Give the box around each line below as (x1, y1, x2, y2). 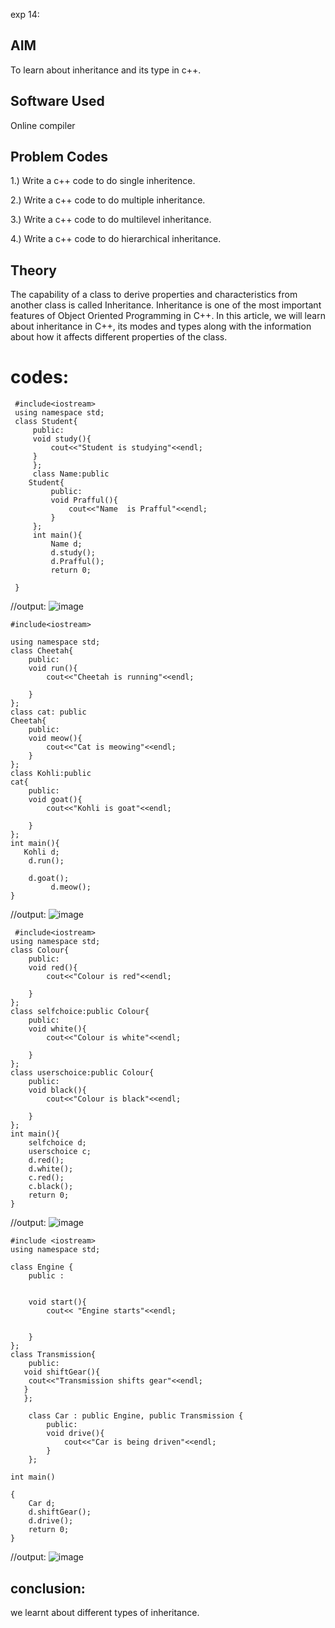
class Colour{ (10, 945, 70, 956)
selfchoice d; (28, 1138, 87, 1148)
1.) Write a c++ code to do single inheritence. (10, 175, 196, 187)
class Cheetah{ (10, 646, 74, 656)
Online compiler (10, 119, 76, 131)
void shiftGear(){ (23, 1367, 101, 1378)
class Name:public (32, 469, 110, 479)
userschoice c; (28, 1147, 92, 1157)
